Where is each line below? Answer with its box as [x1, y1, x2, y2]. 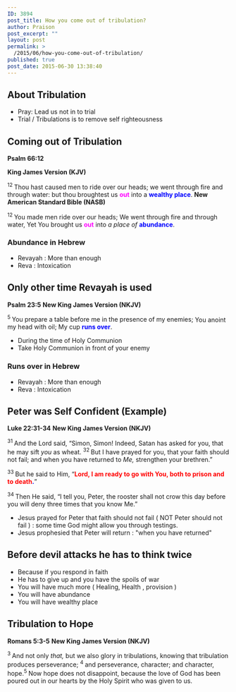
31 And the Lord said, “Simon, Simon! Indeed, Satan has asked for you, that [7, 438, 224, 448]
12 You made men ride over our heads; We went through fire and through [7, 211, 218, 221]
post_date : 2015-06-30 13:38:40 [7, 63, 102, 70]
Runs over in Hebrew [7, 361, 80, 371]
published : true [7, 56, 55, 63]
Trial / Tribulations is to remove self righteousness [17, 115, 163, 123]
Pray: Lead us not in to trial [17, 107, 96, 116]
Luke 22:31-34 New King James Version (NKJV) [7, 424, 151, 432]
